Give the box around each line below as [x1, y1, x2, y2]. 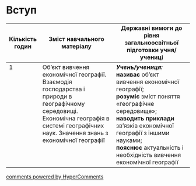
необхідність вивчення [116, 150, 181, 159]
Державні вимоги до [121, 24, 183, 32]
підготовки [126, 46, 159, 54]
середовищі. [42, 106, 78, 115]
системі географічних [42, 121, 104, 129]
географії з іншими [116, 129, 170, 137]
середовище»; [116, 106, 157, 115]
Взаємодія [42, 77, 72, 85]
